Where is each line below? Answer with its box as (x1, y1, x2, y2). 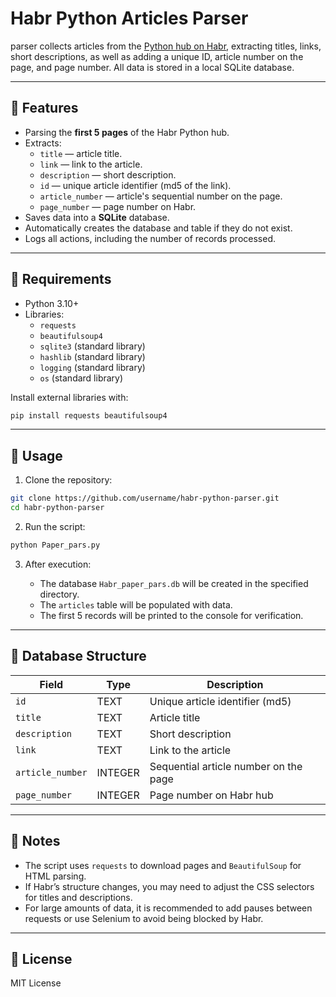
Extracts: (24, 137, 62, 149)
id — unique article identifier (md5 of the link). (39, 179, 232, 191)
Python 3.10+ (24, 297, 80, 309)
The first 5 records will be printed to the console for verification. (39, 609, 304, 621)
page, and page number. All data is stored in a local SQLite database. (10, 61, 295, 73)
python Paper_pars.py (10, 540, 101, 550)
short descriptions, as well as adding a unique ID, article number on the (10, 50, 304, 62)
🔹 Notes (10, 833, 61, 850)
